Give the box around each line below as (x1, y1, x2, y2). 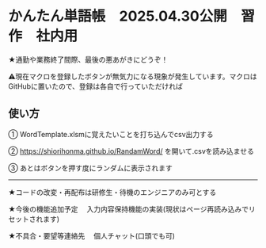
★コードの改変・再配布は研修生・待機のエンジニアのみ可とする (8, 187, 217, 196)
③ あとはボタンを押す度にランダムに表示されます (8, 163, 173, 173)
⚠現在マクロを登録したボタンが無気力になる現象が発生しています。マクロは (8, 71, 257, 81)
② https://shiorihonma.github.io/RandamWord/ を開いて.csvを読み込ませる (8, 146, 255, 155)
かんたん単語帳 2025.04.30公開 (8, 7, 227, 25)
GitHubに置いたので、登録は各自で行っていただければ (8, 81, 184, 91)
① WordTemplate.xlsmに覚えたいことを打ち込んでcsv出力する (8, 129, 214, 139)
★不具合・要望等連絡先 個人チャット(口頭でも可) (8, 231, 176, 240)
